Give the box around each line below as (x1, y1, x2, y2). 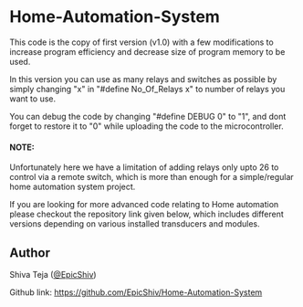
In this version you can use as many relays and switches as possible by (9, 73, 277, 84)
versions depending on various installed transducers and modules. (9, 218, 260, 229)
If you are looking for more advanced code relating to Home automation (9, 199, 279, 210)
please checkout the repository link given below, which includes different (9, 208, 285, 220)
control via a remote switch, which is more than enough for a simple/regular (9, 172, 294, 183)
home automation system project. (9, 181, 136, 193)
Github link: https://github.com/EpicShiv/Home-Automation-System (9, 286, 263, 298)
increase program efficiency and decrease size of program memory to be (9, 46, 286, 57)
